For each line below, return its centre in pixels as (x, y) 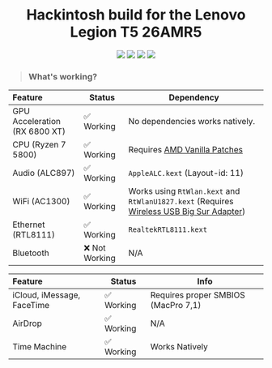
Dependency (194, 97)
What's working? (63, 76)
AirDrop (27, 323)
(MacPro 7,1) (176, 306)
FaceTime (31, 306)
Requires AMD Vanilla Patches (186, 150)
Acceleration (37, 122)
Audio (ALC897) (44, 173)
